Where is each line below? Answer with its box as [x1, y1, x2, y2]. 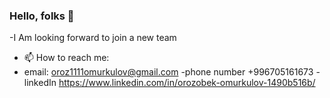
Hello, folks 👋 [9, 9, 75, 23]
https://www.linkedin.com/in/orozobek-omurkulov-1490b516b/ [58, 77, 316, 89]
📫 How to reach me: [23, 52, 110, 64]
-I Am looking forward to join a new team [9, 32, 177, 44]
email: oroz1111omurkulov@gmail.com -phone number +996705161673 [23, 66, 314, 78]
